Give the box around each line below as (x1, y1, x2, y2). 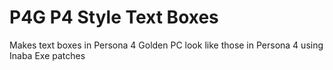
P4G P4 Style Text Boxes (9, 6, 219, 29)
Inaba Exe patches (9, 49, 86, 61)
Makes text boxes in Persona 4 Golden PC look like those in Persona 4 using (9, 39, 324, 51)
